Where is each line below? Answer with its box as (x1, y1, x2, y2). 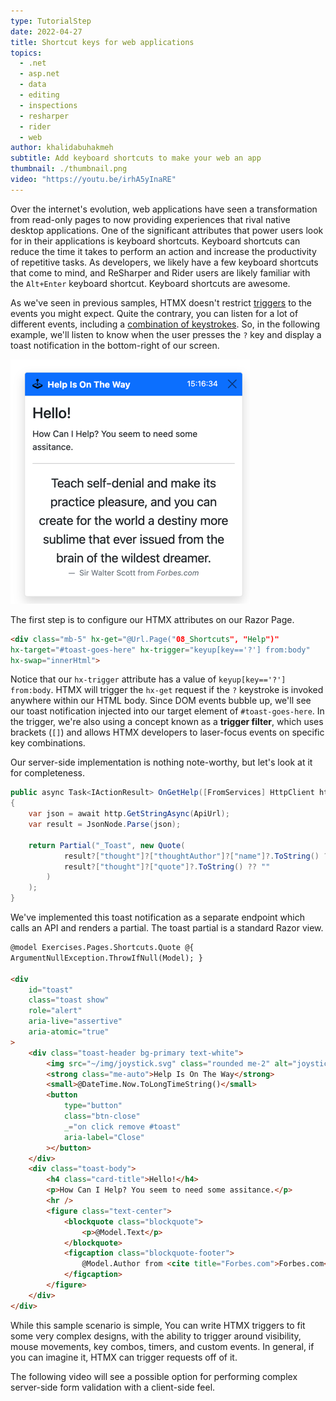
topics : (10, 48, 43, 58)
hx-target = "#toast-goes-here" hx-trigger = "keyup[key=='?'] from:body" (10, 645, 311, 655)
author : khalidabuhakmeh (10, 143, 114, 153)
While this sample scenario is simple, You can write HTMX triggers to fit (10, 1319, 306, 1331)
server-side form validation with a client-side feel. (10, 1381, 216, 1393)
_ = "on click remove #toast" (63, 1121, 182, 1132)
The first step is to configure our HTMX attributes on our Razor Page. (10, 613, 295, 625)
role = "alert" (28, 1006, 83, 1016)
